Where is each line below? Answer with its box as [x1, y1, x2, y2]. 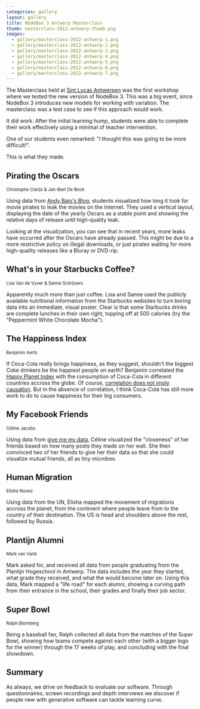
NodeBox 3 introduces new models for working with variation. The [6, 100, 170, 107]
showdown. [6, 650, 35, 657]
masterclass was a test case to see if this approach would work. [6, 106, 164, 113]
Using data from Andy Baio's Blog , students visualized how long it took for [6, 197, 189, 205]
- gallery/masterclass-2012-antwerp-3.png [11, 48, 119, 54]
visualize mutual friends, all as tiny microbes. [6, 455, 116, 462]
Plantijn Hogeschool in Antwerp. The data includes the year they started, [6, 568, 185, 575]
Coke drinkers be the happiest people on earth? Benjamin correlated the [6, 366, 184, 374]
